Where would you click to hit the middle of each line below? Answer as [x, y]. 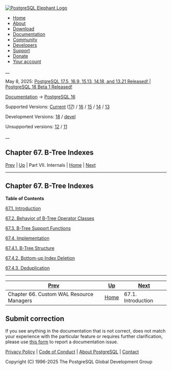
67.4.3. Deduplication [28, 268]
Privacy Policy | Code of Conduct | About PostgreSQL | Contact [72, 352]
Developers [25, 45]
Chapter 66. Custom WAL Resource [51, 294]
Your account [27, 61]
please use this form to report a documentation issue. [62, 342]
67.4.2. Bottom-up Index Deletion [40, 258]
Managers [20, 300]
